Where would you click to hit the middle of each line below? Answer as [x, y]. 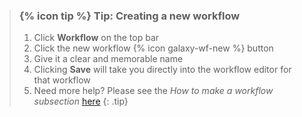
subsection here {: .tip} [81, 101]
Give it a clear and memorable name [108, 59]
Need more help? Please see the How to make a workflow [153, 91]
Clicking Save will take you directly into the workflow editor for [162, 70]
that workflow [62, 80]
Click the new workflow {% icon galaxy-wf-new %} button [153, 48]
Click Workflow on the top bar [96, 38]
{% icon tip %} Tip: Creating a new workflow [129, 16]
